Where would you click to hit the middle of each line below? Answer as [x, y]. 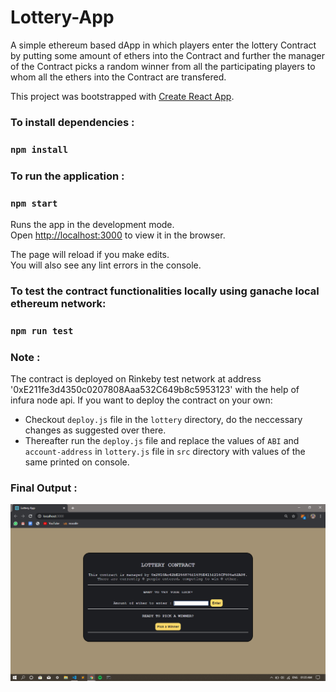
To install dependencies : [72, 122]
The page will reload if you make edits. [90, 254]
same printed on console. [77, 462]
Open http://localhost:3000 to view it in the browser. [118, 235]
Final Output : [44, 488]
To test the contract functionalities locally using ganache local [165, 291]
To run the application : [67, 176]
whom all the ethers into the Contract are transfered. [118, 77]
